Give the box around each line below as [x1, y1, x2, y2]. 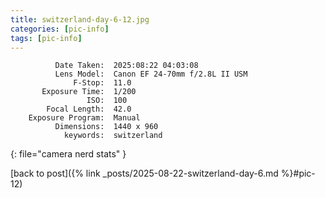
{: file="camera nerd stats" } [10, 148, 127, 160]
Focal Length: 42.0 [46, 104, 132, 115]
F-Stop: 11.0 [73, 78, 132, 88]
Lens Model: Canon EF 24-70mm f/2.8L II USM [54, 69, 248, 80]
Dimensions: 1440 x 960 [54, 122, 159, 132]
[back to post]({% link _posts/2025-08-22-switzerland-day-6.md [10, 167, 279, 180]
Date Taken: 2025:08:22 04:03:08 [54, 61, 199, 71]
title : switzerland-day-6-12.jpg [10, 14, 150, 25]
